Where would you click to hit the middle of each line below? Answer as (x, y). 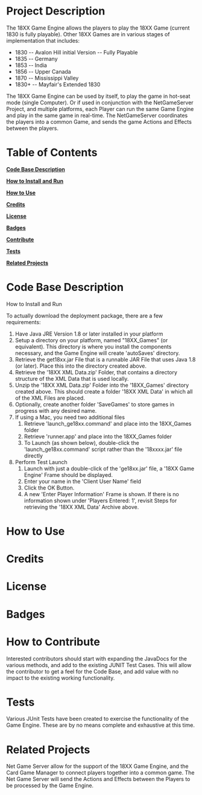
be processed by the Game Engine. (50, 785)
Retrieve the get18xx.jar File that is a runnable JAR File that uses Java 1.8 (105, 359)
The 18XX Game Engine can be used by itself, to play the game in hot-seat (98, 96)
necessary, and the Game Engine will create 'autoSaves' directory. (97, 353)
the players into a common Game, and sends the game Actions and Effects (99, 121)
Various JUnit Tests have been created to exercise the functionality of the (97, 719)
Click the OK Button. (49, 488)
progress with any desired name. (56, 410)
